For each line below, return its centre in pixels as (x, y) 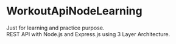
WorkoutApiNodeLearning (74, 11)
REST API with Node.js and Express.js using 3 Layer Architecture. (88, 34)
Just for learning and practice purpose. (55, 28)
